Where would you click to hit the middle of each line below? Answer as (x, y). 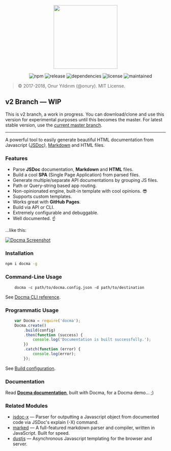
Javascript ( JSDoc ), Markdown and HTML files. (55, 145)
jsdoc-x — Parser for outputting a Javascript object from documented (86, 417)
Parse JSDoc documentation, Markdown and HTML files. (73, 169)
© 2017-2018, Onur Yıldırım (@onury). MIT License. (72, 86)
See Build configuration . (31, 368)
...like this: (16, 230)
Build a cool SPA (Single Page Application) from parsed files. (76, 175)
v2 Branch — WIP (33, 102)
